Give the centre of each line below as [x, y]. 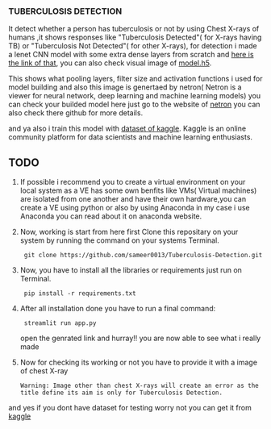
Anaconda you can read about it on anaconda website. [111, 216]
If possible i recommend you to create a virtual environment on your [133, 182]
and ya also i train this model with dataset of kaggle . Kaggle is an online [127, 129]
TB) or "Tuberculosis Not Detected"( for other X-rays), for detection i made [133, 46]
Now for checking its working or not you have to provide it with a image [139, 362]
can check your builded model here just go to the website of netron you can [134, 104]
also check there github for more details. [76, 113]
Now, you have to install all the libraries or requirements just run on [131, 270]
